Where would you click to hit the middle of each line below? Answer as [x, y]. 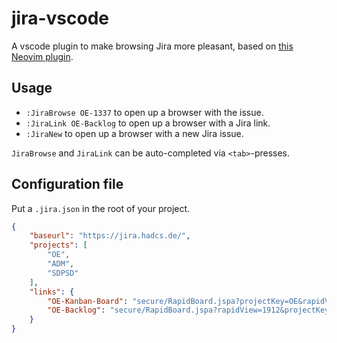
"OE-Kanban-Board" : [88, 301]
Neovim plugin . [42, 56]
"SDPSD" [63, 273]
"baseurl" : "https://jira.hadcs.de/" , [110, 236]
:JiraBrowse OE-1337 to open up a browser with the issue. [144, 112]
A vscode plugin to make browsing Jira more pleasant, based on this [152, 46]
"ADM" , [61, 264]
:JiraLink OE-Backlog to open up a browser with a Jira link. [148, 123]
